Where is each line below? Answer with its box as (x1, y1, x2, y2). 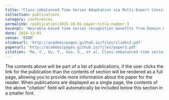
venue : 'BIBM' (5, 36, 35, 41)
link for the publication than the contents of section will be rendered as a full (5, 68, 163, 74)
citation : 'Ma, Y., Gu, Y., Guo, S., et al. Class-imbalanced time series (5, 49, 165, 54)
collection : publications (5, 12, 59, 17)
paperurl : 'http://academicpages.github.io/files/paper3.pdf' (5, 45, 138, 50)
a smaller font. (5, 90, 35, 96)
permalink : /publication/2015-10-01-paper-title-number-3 (5, 21, 129, 27)
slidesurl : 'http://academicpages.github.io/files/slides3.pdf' (5, 40, 143, 45)
